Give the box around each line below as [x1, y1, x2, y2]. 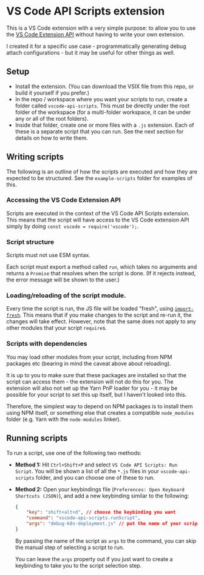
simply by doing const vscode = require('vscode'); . [6, 223, 139, 230]
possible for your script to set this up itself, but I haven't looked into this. [6, 391, 187, 398]
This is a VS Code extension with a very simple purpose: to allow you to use [6, 24, 196, 32]
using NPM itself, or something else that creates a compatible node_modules [6, 409, 194, 416]
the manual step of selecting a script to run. [15, 543, 124, 551]
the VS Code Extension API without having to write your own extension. [6, 30, 185, 38]
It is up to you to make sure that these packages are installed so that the [6, 371, 187, 378]
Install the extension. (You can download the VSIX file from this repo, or [15, 82, 194, 90]
